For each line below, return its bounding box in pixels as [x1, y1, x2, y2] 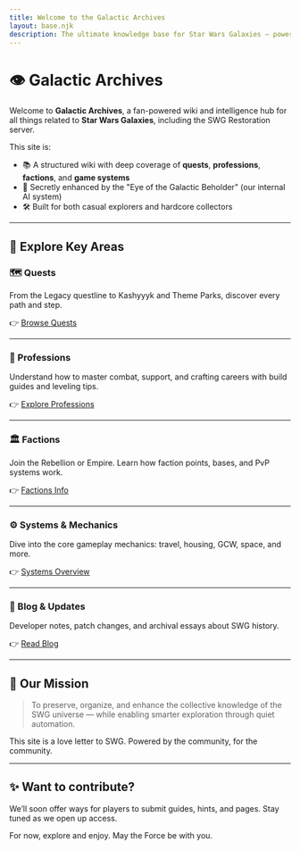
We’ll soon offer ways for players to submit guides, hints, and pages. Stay [9, 803, 279, 813]
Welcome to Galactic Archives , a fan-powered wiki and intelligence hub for [9, 105, 287, 116]
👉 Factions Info [9, 484, 69, 496]
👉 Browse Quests [9, 318, 78, 328]
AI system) [21, 191, 62, 202]
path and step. [9, 300, 62, 310]
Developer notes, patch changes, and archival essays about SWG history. [9, 621, 279, 631]
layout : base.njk [9, 21, 74, 30]
